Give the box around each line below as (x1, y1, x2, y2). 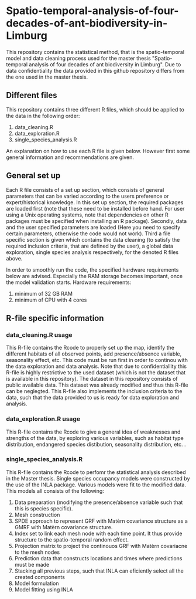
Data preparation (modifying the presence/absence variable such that (14, 499, 183, 506)
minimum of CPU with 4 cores (14, 296, 87, 303)
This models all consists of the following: (6, 487, 104, 494)
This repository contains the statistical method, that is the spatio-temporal (6, 48, 185, 55)
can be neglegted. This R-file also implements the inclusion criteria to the (6, 388, 183, 395)
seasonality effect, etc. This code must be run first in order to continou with (6, 357, 188, 364)
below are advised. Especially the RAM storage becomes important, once (6, 272, 183, 279)
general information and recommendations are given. (6, 154, 135, 161)
